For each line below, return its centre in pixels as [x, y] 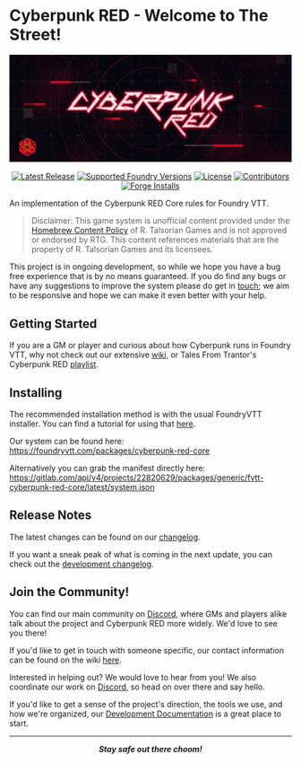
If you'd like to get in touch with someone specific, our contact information [147, 650]
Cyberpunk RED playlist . [54, 364]
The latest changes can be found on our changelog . [105, 537]
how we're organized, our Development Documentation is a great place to [146, 714]
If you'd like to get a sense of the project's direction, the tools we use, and [146, 704]
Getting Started [53, 324]
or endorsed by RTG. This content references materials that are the [155, 240]
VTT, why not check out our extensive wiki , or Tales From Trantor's [133, 355]
